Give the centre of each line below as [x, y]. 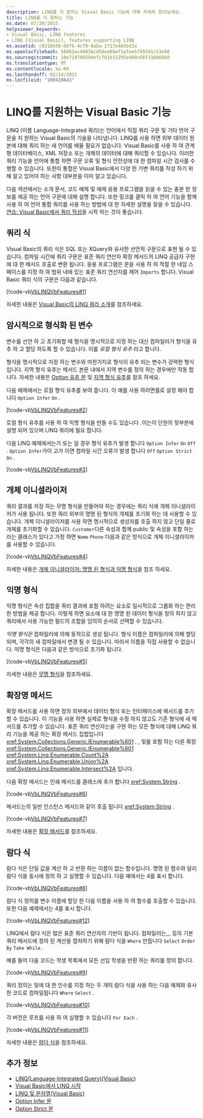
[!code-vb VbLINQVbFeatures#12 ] [48, 920]
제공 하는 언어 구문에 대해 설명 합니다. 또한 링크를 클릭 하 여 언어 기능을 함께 [107, 197]
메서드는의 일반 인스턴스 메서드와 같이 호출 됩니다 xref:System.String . [90, 807]
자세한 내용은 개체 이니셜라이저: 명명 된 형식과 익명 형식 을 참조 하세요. [89, 569]
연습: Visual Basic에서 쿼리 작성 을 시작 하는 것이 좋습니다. [75, 212]
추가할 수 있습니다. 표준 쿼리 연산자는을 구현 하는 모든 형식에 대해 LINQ [106, 727]
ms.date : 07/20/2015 [33, 23]
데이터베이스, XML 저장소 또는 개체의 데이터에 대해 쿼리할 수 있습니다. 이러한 [103, 153]
